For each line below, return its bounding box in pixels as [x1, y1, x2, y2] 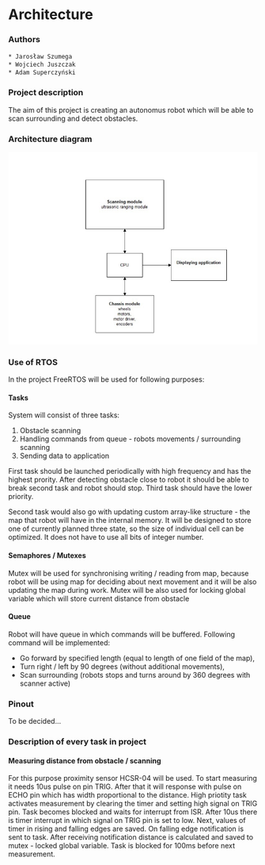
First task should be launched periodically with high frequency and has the [8, 467, 252, 476]
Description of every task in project [8, 736, 147, 748]
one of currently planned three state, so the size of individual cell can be [8, 524, 244, 533]
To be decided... [8, 717, 62, 726]
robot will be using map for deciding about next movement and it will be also [8, 577, 257, 586]
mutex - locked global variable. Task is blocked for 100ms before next [8, 841, 236, 851]
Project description [8, 87, 84, 98]
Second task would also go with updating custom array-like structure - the [8, 507, 251, 517]
